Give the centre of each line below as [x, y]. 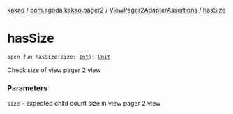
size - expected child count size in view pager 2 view [84, 104]
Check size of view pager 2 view [54, 70]
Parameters [27, 88]
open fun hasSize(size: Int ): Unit [59, 57]
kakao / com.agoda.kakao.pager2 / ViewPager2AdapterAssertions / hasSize [116, 10]
